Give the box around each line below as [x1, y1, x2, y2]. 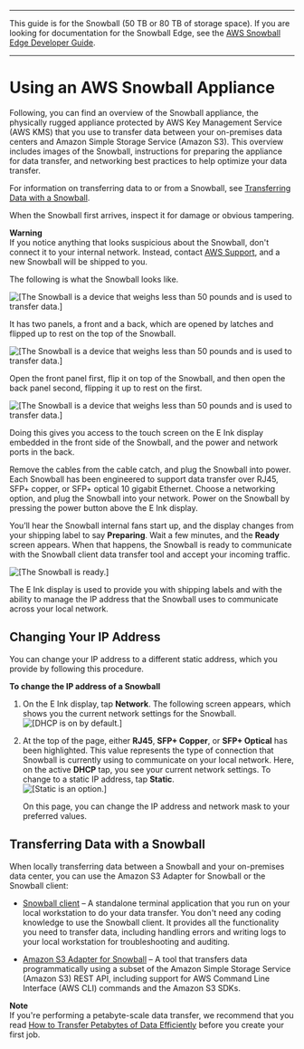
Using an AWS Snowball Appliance [9, 78, 276, 98]
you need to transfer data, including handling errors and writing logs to [22, 926, 287, 938]
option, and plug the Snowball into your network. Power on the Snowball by [9, 493, 290, 504]
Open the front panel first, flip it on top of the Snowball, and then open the [9, 372, 286, 383]
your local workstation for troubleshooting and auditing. [22, 936, 231, 947]
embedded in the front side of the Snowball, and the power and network [9, 437, 279, 448]
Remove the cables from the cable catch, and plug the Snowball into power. [9, 464, 291, 475]
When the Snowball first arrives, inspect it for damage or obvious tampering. [9, 209, 295, 220]
